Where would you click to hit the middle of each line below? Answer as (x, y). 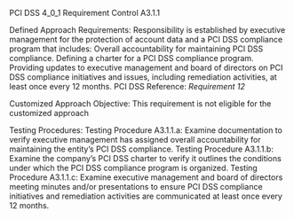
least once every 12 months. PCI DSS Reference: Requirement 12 (127, 86)
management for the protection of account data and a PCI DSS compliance (146, 39)
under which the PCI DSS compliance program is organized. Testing (133, 168)
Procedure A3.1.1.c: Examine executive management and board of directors (146, 177)
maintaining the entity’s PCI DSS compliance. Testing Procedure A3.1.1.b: (141, 149)
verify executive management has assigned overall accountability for (135, 140)
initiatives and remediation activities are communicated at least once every (146, 196)
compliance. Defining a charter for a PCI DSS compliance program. (132, 58)
